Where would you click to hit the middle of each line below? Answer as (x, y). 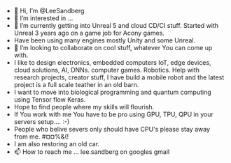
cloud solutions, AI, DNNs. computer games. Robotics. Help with (106, 70)
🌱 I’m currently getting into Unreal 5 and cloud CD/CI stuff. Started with (116, 25)
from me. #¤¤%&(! (41, 137)
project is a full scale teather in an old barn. (76, 85)
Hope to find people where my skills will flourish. (84, 107)
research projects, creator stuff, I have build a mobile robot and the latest (119, 77)
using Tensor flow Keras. (50, 100)
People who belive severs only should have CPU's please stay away (112, 129)
